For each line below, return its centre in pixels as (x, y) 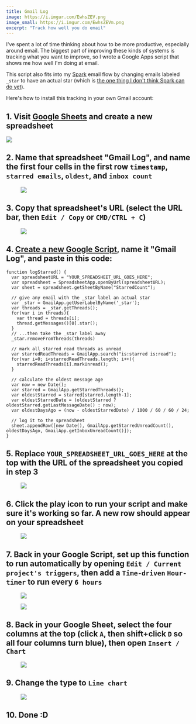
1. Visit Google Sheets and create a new (80, 117)
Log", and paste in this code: (59, 259)
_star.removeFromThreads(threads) (53, 339)
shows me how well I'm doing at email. (53, 63)
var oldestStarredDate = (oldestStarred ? (64, 400)
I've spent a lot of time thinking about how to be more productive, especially (98, 44)
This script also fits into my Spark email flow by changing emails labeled (93, 74)
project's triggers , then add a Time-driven (86, 573)
